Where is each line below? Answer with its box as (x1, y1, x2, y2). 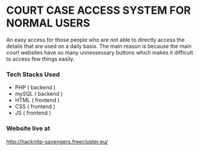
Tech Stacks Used (6, 70, 60, 78)
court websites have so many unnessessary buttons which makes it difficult (6, 49, 194, 56)
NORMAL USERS (6, 16, 91, 30)
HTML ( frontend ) (14, 96, 60, 104)
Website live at (6, 124, 50, 132)
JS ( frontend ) (14, 109, 52, 117)
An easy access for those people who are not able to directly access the (6, 36, 185, 43)
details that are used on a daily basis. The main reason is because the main (6, 43, 192, 50)
